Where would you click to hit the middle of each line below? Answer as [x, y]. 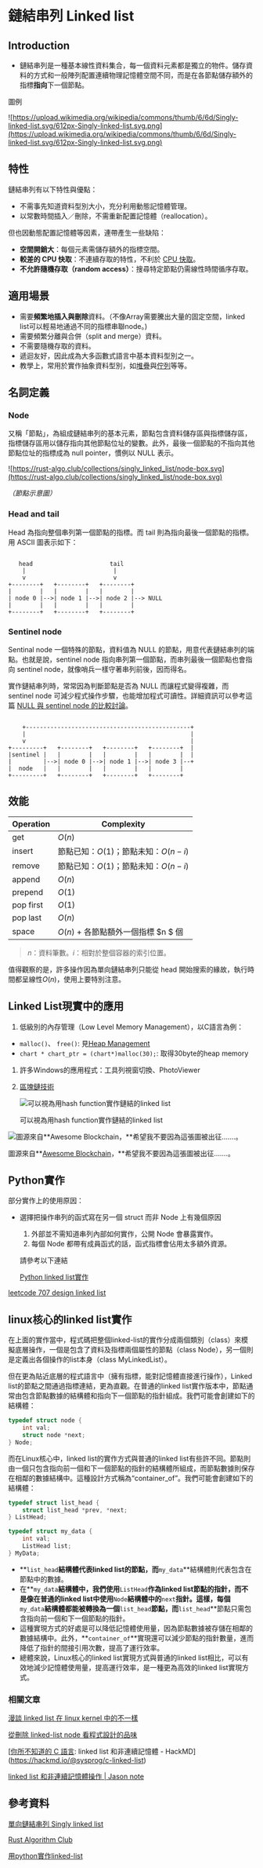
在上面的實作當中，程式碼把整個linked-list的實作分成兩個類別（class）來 [125, 1340]
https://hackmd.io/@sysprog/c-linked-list [77, 1760]
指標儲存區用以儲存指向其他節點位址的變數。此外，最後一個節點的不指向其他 [131, 443]
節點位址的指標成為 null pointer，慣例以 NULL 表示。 [93, 453]
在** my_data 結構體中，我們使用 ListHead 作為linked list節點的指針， [127, 1589]
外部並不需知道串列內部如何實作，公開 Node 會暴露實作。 [124, 1234]
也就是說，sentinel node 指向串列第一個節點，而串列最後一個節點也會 [133, 659]
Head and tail [34, 514]
